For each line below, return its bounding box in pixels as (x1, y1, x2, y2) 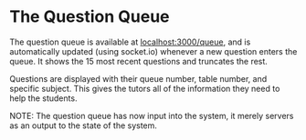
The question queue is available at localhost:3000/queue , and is (9, 36, 251, 47)
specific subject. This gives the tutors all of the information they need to (9, 83, 280, 94)
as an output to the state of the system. (9, 120, 158, 131)
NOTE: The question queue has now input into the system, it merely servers (9, 110, 294, 121)
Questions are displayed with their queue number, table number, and (9, 73, 268, 84)
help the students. (9, 93, 78, 104)
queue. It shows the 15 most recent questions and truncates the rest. (9, 55, 268, 66)
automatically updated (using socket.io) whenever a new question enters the (9, 45, 298, 56)
